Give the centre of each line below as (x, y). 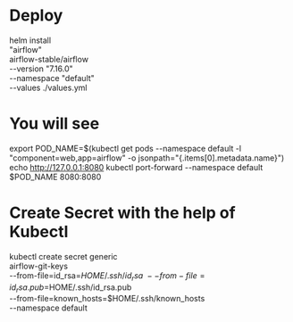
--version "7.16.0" (41, 69)
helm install (30, 40)
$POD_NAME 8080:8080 (55, 177)
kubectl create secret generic (63, 256)
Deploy (36, 16)
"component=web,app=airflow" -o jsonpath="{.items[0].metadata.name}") (147, 158)
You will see (54, 124)
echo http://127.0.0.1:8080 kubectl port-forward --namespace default (136, 167)
